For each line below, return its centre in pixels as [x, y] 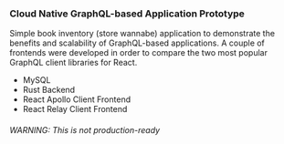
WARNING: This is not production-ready [85, 129]
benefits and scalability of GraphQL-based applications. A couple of [137, 43]
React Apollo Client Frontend [76, 99]
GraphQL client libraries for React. [74, 63]
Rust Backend [49, 90]
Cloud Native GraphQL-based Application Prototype [127, 14]
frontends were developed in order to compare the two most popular [138, 53]
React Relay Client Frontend [75, 109]
